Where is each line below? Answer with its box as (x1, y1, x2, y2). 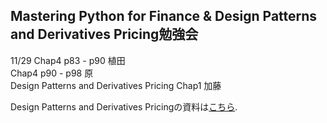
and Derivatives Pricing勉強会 (10, 26, 199, 43)
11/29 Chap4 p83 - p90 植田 (10, 54, 126, 66)
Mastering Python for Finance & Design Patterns (10, 8, 318, 25)
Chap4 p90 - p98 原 (10, 67, 94, 79)
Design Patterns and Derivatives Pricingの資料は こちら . (10, 100, 238, 113)
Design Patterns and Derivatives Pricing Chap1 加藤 (10, 79, 222, 91)
